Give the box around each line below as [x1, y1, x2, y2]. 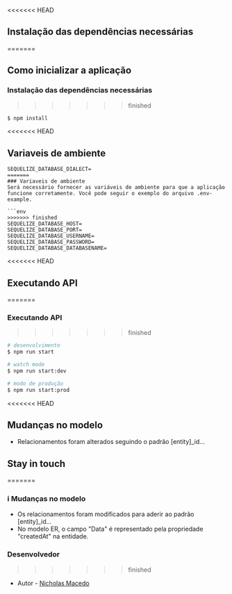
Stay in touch [7, 458, 66, 470]
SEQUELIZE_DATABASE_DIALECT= [7, 166, 92, 173]
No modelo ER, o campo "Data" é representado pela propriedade [17, 525, 204, 534]
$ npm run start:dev [7, 368, 67, 374]
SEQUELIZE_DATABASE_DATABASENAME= [7, 245, 108, 252]
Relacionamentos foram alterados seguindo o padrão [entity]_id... [17, 438, 205, 446]
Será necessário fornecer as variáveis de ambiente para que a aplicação [7, 184, 226, 191]
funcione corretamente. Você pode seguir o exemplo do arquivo [7, 190, 194, 197]
